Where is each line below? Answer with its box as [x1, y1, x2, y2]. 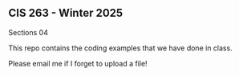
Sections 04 [8, 27, 48, 37]
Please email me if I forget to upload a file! [8, 58, 148, 68]
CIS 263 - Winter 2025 [8, 6, 124, 20]
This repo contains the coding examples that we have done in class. [8, 43, 233, 53]
